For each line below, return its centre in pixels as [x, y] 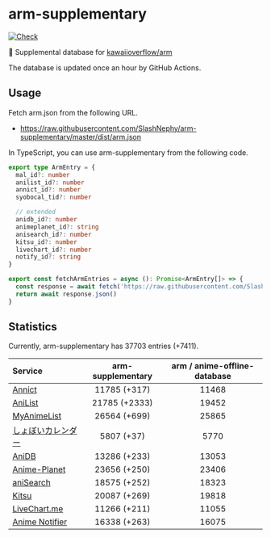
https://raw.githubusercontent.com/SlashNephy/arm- [108, 128]
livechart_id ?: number [54, 250]
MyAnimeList [37, 416]
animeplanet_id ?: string [57, 227]
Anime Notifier [40, 522]
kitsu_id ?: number [47, 242]
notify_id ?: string [48, 257]
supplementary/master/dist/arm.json [81, 137]
